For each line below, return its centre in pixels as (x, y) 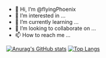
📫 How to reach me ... (43, 35)
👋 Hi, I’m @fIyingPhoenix (45, 9)
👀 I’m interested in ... (40, 16)
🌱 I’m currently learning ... (47, 22)
